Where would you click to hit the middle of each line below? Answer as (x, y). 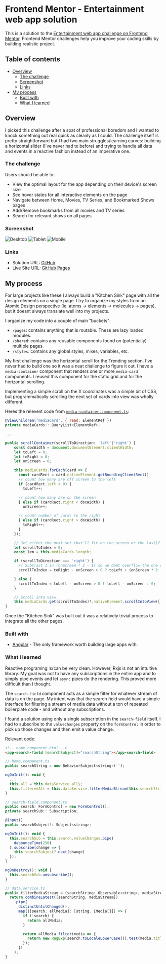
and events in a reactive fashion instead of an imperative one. (68, 151)
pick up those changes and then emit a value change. (60, 729)
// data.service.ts (25, 888)
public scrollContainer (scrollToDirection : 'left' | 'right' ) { (70, 443)
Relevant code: (20, 739)
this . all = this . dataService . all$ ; (46, 784)
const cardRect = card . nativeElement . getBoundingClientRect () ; (85, 475)
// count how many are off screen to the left (67, 480)
